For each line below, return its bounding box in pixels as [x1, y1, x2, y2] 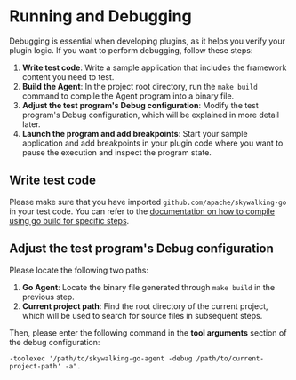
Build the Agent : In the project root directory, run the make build [21, 81, 258, 91]
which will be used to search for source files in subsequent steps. [21, 310, 263, 321]
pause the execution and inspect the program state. [21, 146, 212, 157]
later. [21, 118, 42, 130]
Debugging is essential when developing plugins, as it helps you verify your [9, 36, 286, 46]
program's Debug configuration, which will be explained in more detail [21, 109, 280, 120]
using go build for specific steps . [9, 215, 130, 226]
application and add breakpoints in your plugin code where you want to [21, 138, 284, 148]
